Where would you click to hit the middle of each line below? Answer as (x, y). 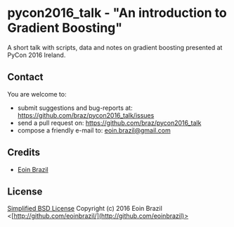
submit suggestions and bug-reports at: (75, 108)
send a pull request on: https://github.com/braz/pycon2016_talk (109, 123)
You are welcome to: (37, 94)
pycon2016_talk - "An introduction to (117, 13)
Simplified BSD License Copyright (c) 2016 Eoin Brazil (85, 209)
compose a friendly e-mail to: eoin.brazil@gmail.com (94, 130)
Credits (24, 153)
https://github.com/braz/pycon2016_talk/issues (86, 115)
